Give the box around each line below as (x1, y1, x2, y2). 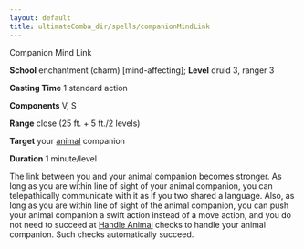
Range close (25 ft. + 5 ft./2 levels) (9, 118, 141, 129)
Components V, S (9, 99, 77, 110)
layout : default (9, 13, 71, 23)
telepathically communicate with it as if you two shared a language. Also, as (9, 190, 295, 201)
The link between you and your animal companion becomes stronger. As (9, 171, 282, 182)
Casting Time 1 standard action (9, 82, 128, 93)
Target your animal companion (9, 135, 126, 146)
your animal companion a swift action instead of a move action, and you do (9, 209, 292, 220)
